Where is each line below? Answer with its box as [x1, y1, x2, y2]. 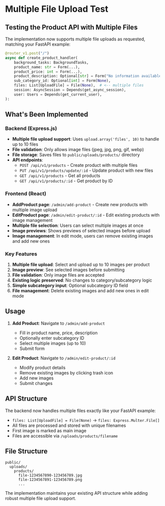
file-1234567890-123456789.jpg [18, 473, 82, 478]
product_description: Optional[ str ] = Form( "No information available [14, 74, 162, 79]
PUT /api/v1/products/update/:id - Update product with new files [19, 167, 153, 173]
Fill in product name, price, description [19, 330, 98, 336]
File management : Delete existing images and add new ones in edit [12, 287, 149, 293]
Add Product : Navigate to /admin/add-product [12, 320, 105, 326]
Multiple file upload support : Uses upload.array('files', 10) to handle [12, 136, 160, 142]
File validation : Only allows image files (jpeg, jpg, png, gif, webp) [12, 147, 144, 153]
